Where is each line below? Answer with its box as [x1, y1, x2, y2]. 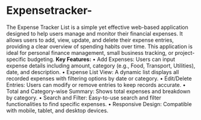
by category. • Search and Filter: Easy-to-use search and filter [6, 94, 162, 101]
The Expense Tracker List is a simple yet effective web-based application [6, 24, 189, 31]
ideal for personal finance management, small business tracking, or [6, 49, 174, 56]
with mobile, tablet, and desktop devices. [6, 107, 109, 114]
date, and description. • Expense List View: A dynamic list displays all [6, 68, 179, 75]
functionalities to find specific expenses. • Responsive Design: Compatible [6, 100, 192, 107]
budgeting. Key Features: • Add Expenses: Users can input [27, 55, 176, 63]
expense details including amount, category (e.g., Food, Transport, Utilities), [6, 62, 196, 69]
